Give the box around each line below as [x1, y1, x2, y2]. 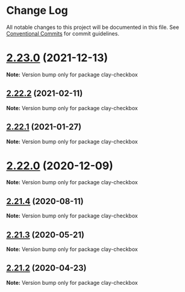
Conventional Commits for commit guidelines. [6, 30, 119, 37]
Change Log [6, 4, 68, 17]
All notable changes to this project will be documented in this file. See [6, 23, 180, 31]
